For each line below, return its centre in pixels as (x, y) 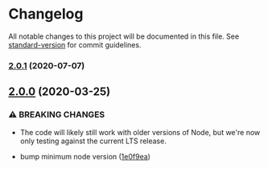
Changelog (46, 14)
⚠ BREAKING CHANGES (57, 115)
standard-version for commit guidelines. (75, 44)
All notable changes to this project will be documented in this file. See (124, 36)
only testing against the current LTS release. (93, 141)
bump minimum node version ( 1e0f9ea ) (85, 156)
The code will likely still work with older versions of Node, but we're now (140, 132)
